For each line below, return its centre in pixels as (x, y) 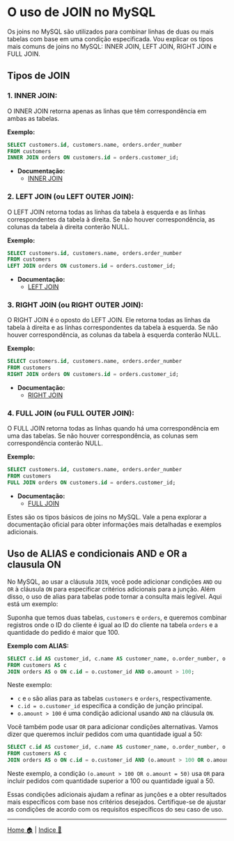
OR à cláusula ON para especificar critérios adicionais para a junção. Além (111, 589)
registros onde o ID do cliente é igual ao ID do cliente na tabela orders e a (112, 625)
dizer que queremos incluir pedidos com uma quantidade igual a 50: (105, 734)
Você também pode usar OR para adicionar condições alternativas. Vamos (113, 727)
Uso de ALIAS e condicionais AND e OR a (97, 554)
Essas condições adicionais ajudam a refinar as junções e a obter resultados (117, 795)
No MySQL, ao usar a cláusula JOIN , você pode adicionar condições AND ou (115, 582)
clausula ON (34, 565)
